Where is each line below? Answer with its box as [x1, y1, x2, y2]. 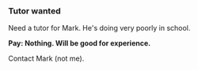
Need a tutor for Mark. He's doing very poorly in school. [8, 24, 191, 33]
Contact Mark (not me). [8, 53, 85, 64]
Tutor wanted [8, 6, 61, 17]
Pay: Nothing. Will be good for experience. [8, 39, 151, 48]
